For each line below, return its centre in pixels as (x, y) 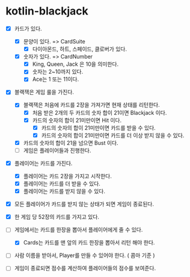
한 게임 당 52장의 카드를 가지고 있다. (57, 217)
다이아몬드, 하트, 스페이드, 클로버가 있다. (80, 49)
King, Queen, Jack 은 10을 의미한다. (75, 64)
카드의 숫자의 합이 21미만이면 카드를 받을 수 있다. (98, 127)
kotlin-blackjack (47, 11)
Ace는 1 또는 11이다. (56, 79)
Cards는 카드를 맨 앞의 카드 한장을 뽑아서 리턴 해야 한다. (89, 243)
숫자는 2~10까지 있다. (58, 72)
